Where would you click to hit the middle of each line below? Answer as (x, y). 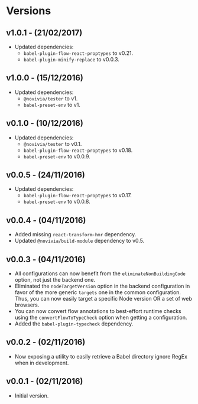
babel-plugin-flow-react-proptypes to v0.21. (78, 53)
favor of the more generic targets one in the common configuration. (98, 292)
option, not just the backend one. (55, 280)
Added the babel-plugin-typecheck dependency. (74, 324)
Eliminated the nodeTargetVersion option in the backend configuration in (102, 286)
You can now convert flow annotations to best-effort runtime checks (98, 311)
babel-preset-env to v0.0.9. (57, 156)
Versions (29, 11)
